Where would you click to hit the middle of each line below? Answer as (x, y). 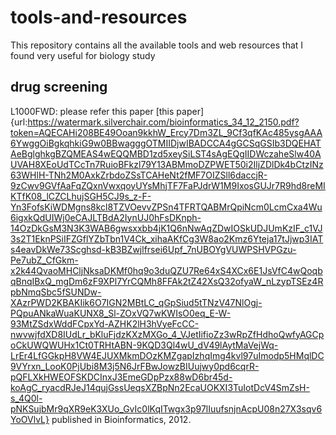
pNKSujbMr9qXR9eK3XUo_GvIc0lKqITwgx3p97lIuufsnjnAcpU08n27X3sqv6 (166, 408)
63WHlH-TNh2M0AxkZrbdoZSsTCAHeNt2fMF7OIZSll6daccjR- (139, 175)
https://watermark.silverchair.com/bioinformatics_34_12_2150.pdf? (163, 122)
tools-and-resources (99, 17)
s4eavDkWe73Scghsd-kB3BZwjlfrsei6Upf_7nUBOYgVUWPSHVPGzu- (153, 249)
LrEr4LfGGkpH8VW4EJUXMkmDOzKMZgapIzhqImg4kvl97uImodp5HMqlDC (167, 355)
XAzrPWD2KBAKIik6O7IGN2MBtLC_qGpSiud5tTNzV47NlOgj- (136, 302)
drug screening (59, 87)
